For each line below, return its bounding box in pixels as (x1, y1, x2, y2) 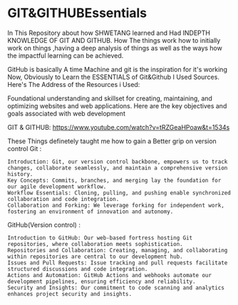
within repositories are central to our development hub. (7, 253, 183, 260)
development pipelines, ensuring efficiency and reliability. (7, 278, 196, 285)
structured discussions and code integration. (7, 265, 148, 272)
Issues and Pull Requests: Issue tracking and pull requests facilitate (7, 259, 228, 267)
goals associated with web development (7, 109, 126, 118)
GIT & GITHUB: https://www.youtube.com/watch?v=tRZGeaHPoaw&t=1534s (7, 123, 230, 131)
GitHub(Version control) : (7, 220, 81, 229)
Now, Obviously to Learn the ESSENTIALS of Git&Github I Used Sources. (7, 73, 219, 81)
